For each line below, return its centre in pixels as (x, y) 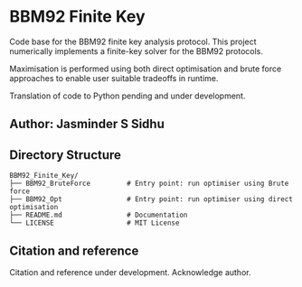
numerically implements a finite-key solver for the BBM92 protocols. (137, 51)
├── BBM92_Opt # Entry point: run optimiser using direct (151, 199)
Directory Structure (66, 155)
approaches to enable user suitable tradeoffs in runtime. (114, 78)
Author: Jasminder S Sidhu (87, 124)
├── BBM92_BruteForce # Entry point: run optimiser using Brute (149, 184)
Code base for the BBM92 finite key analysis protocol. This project (133, 42)
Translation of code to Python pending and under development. (127, 96)
